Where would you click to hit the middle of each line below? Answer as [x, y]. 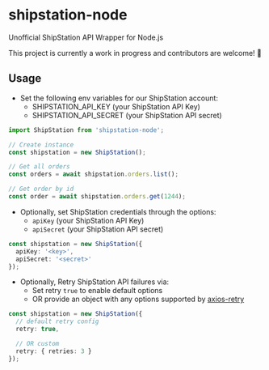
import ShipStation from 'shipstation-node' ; [86, 130]
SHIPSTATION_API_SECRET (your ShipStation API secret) [127, 115]
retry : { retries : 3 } [54, 351]
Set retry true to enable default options [97, 291]
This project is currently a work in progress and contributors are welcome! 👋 [135, 53]
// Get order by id [41, 189]
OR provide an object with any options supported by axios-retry [138, 299]
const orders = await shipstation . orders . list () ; [94, 174]
